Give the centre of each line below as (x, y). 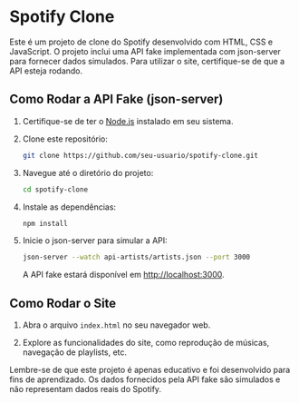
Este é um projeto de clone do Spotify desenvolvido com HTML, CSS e (141, 42)
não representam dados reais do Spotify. (85, 389)
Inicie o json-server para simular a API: (95, 241)
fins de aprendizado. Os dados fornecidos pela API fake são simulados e (145, 379)
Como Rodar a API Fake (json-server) (116, 99)
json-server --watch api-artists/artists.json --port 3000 (136, 257)
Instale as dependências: (69, 207)
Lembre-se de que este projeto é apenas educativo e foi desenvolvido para (150, 370)
